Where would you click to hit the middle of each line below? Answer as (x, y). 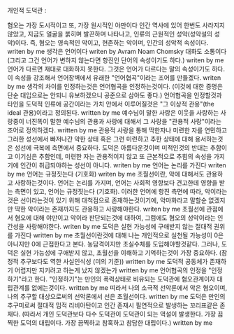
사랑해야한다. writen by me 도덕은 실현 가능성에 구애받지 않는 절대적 (119, 227)
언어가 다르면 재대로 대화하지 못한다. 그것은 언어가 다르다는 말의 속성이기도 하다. (116, 69)
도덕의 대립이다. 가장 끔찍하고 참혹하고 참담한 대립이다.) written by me (116, 323)
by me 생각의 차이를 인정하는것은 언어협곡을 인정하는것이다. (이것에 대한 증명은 (115, 86)
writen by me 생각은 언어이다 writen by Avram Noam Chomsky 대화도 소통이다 (117, 51)
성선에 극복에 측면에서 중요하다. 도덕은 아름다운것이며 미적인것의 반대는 (111, 148)
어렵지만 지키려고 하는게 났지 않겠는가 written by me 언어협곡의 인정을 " (113, 270)
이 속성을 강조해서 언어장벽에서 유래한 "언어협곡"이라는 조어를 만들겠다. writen (114, 78)
